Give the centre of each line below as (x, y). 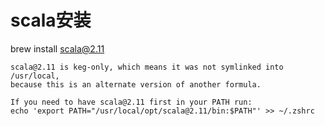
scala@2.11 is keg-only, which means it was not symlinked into (147, 67)
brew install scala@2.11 (57, 48)
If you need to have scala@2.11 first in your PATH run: (131, 102)
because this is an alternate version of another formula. (136, 84)
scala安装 (51, 20)
